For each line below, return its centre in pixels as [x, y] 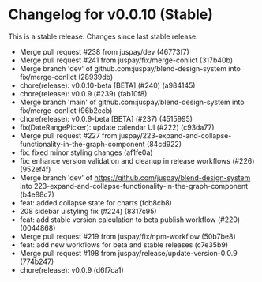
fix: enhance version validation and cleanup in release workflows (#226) [137, 160]
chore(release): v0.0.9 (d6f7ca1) [71, 269]
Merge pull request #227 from [68, 135]
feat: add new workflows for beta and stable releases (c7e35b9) [124, 244]
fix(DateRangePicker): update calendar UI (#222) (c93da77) [117, 127]
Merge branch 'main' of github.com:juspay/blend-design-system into [132, 102]
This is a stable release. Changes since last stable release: [103, 36]
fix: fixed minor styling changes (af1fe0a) [86, 152]
